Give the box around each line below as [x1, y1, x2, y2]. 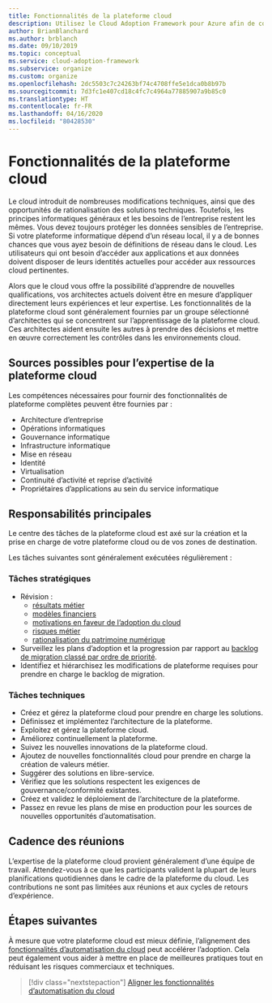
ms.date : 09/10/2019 [8, 42, 79, 50]
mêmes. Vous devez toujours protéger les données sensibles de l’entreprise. [8, 222, 264, 232]
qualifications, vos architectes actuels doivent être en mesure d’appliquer [8, 289, 253, 299]
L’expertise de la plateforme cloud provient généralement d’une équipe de [8, 856, 255, 866]
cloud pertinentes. [8, 265, 70, 275]
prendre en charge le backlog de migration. [19, 669, 165, 679]
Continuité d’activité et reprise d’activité [19, 475, 153, 485]
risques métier [32, 626, 81, 636]
